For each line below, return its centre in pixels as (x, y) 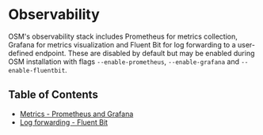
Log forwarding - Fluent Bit (64, 122)
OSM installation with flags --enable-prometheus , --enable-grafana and (124, 62)
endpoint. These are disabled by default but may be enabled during (145, 53)
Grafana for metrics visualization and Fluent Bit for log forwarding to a (122, 44)
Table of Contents (53, 95)
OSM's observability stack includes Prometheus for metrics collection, (123, 36)
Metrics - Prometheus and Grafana (76, 114)
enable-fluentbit (37, 70)
